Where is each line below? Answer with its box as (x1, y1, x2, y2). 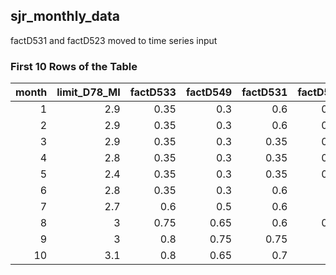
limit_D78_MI (56, 85, 121, 99)
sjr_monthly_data (10, 8, 120, 25)
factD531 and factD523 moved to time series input (10, 34, 218, 46)
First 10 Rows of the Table (10, 59, 138, 73)
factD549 (185, 85, 233, 99)
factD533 (129, 85, 177, 99)
